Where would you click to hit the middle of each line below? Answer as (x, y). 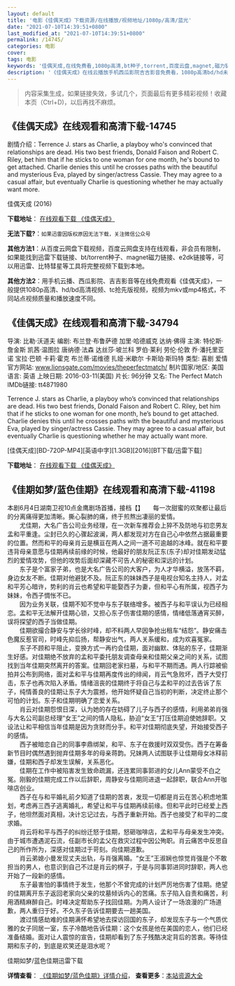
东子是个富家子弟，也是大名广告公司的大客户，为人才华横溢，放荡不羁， (123, 569)
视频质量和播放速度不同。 (62, 299)
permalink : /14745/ (36, 40)
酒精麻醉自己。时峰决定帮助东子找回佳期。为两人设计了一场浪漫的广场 (114, 902)
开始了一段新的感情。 (38, 875)
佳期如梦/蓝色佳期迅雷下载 (45, 960)
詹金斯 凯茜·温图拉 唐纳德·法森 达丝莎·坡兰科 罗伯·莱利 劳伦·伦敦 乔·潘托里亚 (116, 350)
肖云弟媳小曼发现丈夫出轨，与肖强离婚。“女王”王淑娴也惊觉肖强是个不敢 (123, 858)
